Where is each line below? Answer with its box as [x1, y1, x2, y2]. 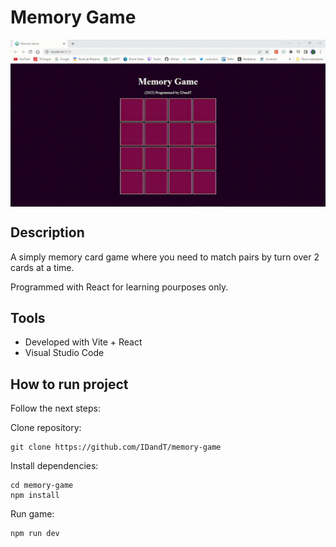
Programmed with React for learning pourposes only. [10, 281, 229, 293]
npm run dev [10, 529, 60, 539]
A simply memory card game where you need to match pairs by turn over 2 [10, 251, 320, 263]
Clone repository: [10, 422, 82, 434]
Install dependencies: [10, 460, 99, 472]
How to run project [10, 376, 129, 393]
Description [10, 224, 85, 241]
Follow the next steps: [10, 402, 101, 415]
